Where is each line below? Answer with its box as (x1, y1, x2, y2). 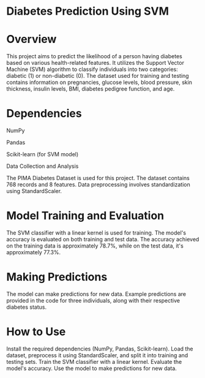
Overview (6, 32, 57, 47)
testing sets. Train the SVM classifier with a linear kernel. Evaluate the (6, 358, 182, 365)
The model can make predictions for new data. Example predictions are (6, 290, 187, 298)
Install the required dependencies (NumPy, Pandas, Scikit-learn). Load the (6, 345, 194, 352)
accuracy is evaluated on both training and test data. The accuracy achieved (6, 236, 199, 243)
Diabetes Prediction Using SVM (6, 4, 170, 18)
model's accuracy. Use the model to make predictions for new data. (6, 365, 177, 372)
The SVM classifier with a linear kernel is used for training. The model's (6, 229, 187, 236)
